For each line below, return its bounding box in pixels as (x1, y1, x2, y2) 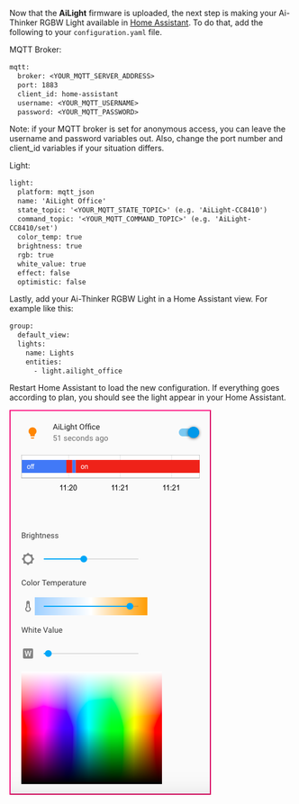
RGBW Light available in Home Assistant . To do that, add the (39, 17, 264, 28)
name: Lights (25, 348, 75, 357)
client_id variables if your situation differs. (9, 143, 165, 153)
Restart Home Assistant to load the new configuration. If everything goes (9, 383, 280, 393)
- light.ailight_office (32, 366, 123, 375)
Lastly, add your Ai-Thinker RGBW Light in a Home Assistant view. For (9, 294, 268, 304)
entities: (25, 357, 63, 366)
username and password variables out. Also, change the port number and (9, 133, 284, 143)
